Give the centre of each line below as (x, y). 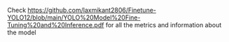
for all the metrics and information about (164, 25)
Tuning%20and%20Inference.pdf (56, 25)
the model (22, 32)
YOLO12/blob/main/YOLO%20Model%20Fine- (74, 17)
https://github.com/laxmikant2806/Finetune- (92, 10)
